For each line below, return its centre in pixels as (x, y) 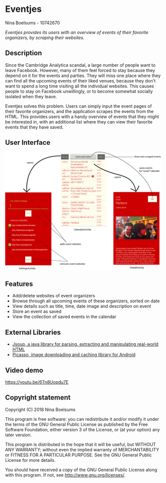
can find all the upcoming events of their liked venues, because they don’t (80, 80)
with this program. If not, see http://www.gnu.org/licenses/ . (65, 475)
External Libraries (33, 332)
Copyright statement (38, 398)
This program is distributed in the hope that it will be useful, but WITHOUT (81, 444)
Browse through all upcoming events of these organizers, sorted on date (86, 301)
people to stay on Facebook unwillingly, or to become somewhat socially (79, 91)
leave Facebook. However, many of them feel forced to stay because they (80, 70)
